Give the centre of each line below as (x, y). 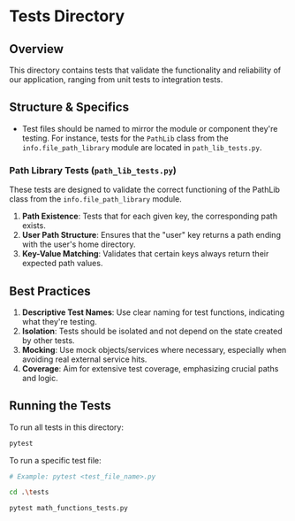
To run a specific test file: (55, 460)
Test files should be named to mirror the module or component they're (150, 128)
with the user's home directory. (79, 244)
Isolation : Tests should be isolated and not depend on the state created (152, 331)
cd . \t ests (29, 493)
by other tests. (48, 340)
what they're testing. (59, 321)
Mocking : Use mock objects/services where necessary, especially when (154, 349)
